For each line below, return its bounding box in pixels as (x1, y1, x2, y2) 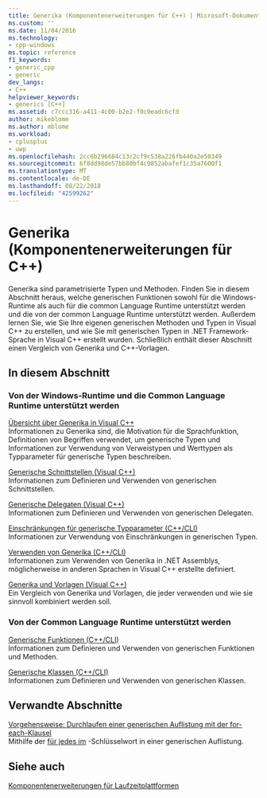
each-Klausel (8, 728, 52, 737)
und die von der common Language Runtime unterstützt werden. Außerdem (8, 309, 256, 319)
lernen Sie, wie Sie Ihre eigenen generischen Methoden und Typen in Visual (8, 318, 257, 327)
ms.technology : (8, 33, 59, 42)
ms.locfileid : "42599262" (8, 189, 94, 198)
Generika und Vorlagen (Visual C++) (8, 580, 127, 589)
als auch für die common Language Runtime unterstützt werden (37, 300, 246, 311)
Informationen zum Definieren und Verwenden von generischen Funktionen (8, 643, 255, 653)
